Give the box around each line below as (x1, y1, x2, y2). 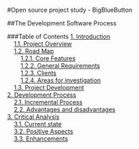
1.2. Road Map (13, 47, 54, 55)
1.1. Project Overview (13, 40, 72, 47)
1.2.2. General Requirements (20, 62, 101, 69)
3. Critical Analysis (7, 113, 60, 121)
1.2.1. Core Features (20, 54, 76, 62)
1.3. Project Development (13, 84, 84, 91)
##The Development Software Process (7, 19, 117, 27)
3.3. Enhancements (13, 135, 68, 143)
